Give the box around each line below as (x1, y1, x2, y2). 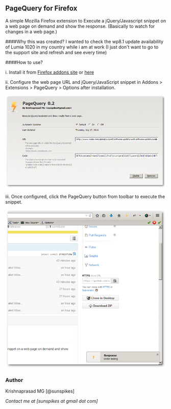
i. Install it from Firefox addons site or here (5, 69, 94, 75)
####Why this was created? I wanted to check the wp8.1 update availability (5, 38, 164, 44)
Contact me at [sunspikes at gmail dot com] (5, 398, 98, 404)
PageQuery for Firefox (5, 4, 78, 13)
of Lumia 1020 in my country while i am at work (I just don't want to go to (5, 43, 159, 50)
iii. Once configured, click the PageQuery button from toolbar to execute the (5, 194, 165, 200)
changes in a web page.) (5, 28, 58, 35)
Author (5, 376, 23, 383)
